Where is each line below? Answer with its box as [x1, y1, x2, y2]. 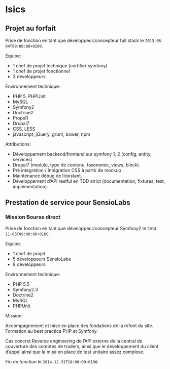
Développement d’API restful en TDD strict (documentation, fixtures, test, [12, 178, 165, 184]
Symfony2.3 [12, 286, 38, 292]
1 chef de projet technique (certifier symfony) [12, 63, 108, 68]
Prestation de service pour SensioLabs [5, 198, 130, 207]
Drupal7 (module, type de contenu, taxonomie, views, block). [12, 162, 141, 168]
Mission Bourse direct [5, 213, 61, 220]
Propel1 [12, 115, 28, 121]
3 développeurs [12, 73, 46, 80]
